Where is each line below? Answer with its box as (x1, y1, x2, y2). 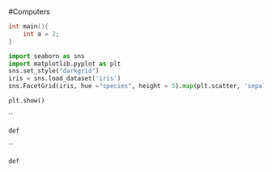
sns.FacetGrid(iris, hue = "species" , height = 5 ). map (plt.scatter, (8, 82, 241, 90)
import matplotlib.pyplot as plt (8, 60, 121, 68)
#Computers (8, 7, 50, 16)
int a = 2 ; (23, 30, 60, 38)
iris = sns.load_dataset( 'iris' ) (8, 74, 121, 83)
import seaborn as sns (8, 52, 85, 60)
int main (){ (8, 23, 49, 31)
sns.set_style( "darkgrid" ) (8, 67, 100, 75)
